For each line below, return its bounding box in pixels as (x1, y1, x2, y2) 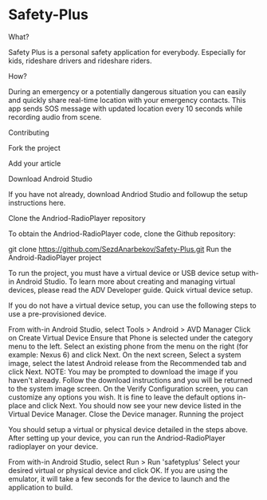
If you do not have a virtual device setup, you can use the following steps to (8, 301, 257, 310)
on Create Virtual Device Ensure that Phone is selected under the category (8, 333, 253, 342)
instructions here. (8, 198, 66, 207)
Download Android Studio (8, 174, 93, 183)
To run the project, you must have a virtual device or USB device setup (8, 268, 241, 278)
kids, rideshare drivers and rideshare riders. (8, 56, 152, 65)
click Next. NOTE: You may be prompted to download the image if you (8, 367, 238, 376)
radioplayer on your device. (8, 441, 99, 451)
